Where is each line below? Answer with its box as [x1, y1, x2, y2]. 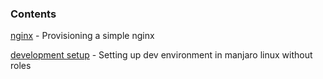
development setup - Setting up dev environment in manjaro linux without [10, 49, 313, 61]
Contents [10, 7, 57, 21]
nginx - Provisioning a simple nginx [10, 30, 155, 42]
